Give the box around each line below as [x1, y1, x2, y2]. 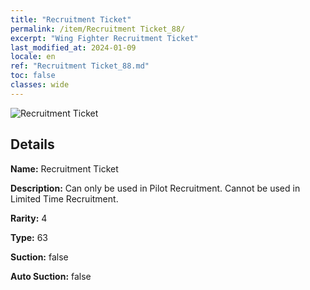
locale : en [10, 52, 56, 62]
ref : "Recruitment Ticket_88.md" [10, 61, 150, 71]
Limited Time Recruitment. [10, 192, 119, 205]
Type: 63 [10, 231, 49, 243]
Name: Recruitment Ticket [10, 162, 119, 175]
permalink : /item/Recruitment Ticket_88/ [10, 24, 186, 34]
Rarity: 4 [10, 212, 48, 224]
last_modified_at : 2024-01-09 [10, 42, 137, 53]
